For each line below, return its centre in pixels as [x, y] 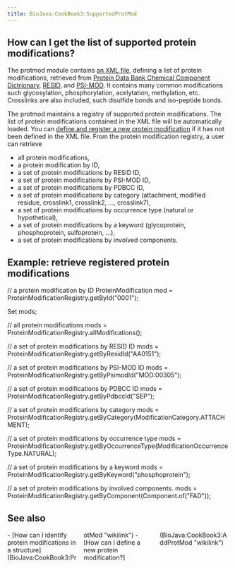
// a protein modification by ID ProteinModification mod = [90, 291]
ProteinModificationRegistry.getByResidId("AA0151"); [84, 354]
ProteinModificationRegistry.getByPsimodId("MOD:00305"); [95, 375]
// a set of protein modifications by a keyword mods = [85, 467]
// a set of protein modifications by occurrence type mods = [94, 439]
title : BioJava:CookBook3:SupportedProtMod [72, 14]
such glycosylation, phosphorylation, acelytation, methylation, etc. [104, 93]
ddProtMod [176, 543]
